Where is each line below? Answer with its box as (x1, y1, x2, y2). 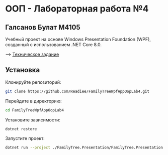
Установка (5, 66, 40, 74)
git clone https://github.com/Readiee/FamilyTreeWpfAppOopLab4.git (5, 89, 150, 94)
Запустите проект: (5, 135, 45, 141)
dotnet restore (5, 126, 37, 131)
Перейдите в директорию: (5, 98, 62, 104)
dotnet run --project (5, 145, 51, 150)
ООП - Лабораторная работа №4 (5, 3, 149, 15)
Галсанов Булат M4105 (5, 23, 80, 32)
